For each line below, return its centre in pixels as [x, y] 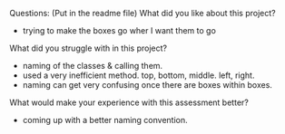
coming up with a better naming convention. [105, 120]
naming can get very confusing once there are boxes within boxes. [147, 85]
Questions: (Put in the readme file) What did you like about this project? [142, 13]
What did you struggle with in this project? [88, 48]
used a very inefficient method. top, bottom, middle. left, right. [138, 75]
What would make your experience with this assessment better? [129, 102]
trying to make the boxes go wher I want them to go [119, 30]
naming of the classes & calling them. [93, 66]
